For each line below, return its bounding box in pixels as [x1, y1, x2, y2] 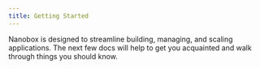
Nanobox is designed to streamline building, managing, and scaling [8, 34, 233, 44]
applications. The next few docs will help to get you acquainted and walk [8, 42, 252, 53]
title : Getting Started [8, 11, 89, 20]
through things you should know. [8, 51, 118, 61]
